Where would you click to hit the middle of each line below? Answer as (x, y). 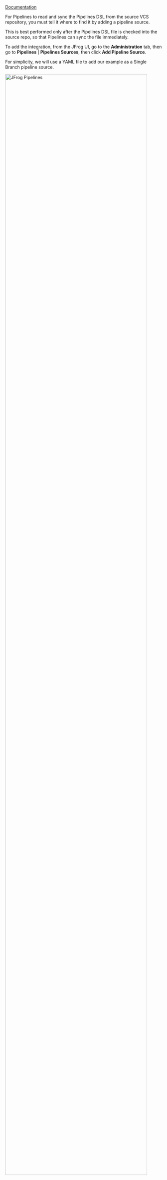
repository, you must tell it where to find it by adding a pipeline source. (78, 22)
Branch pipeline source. (29, 67)
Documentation (21, 7)
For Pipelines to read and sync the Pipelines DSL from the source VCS (77, 17)
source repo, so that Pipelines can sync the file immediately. (67, 37)
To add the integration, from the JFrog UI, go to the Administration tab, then (83, 47)
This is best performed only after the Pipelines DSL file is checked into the (81, 32)
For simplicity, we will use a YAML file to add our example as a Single (76, 62)
